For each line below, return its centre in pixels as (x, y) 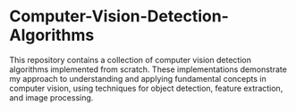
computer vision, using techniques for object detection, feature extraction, (146, 88)
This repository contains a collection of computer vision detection (131, 60)
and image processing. (51, 97)
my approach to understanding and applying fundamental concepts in (138, 78)
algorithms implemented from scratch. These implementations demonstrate (148, 69)
